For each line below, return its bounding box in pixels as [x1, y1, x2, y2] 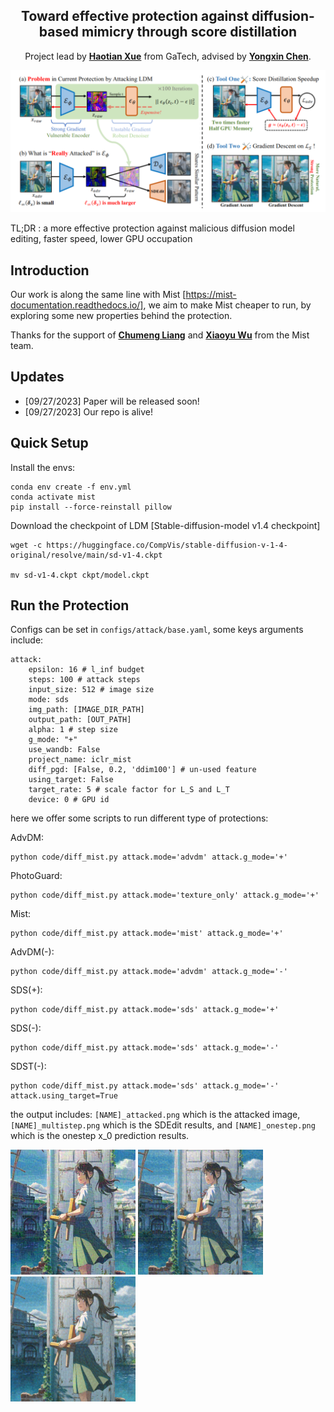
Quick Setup [10, 435, 89, 452]
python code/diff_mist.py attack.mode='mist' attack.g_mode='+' [10, 929, 284, 939]
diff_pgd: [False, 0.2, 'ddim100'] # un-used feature [28, 765, 257, 775]
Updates [10, 369, 65, 386]
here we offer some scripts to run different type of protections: [10, 812, 269, 824]
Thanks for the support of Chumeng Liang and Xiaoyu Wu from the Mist [10, 329, 310, 341]
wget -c [10, 540, 43, 550]
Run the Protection [10, 597, 130, 614]
